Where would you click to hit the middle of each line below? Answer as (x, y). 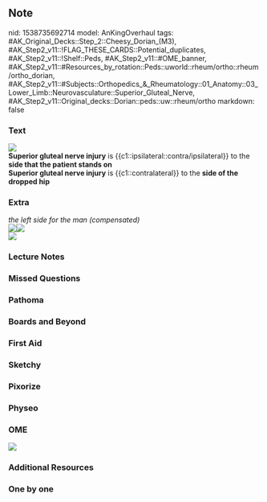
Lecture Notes (36, 257)
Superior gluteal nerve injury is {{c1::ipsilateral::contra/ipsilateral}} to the (129, 156)
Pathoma (26, 300)
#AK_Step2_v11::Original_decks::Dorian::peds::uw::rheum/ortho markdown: (131, 101)
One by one (31, 488)
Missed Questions (44, 278)
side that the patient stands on (60, 165)
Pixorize (25, 386)
